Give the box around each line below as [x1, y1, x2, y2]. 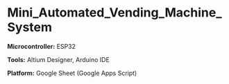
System [7, 19, 53, 35]
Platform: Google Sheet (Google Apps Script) [7, 69, 137, 77]
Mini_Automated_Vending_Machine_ [7, 5, 222, 21]
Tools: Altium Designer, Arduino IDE [7, 55, 110, 63]
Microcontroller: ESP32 [7, 42, 76, 50]
